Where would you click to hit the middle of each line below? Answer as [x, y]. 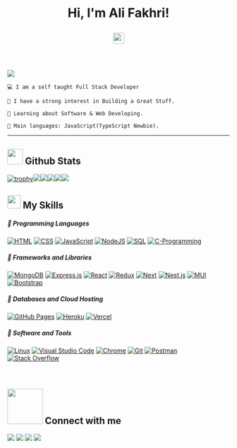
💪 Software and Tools [39, 333]
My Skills [43, 205]
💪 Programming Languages [48, 223]
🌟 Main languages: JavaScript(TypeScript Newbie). [83, 126]
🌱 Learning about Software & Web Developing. [75, 114]
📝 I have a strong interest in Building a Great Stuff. [91, 101]
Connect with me [83, 421]
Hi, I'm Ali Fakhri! [119, 13]
